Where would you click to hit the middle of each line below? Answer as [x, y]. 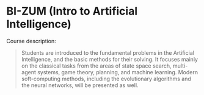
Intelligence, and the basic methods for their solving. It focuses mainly [110, 59]
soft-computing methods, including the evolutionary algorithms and [106, 79]
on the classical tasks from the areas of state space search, [97, 66]
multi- [180, 66]
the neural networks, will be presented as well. [80, 85]
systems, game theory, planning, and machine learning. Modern [118, 72]
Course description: [31, 41]
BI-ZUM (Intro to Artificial [72, 11]
